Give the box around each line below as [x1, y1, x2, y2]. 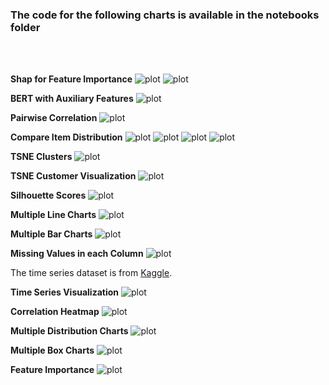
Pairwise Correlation [10, 112, 98, 124]
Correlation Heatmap [10, 306, 100, 318]
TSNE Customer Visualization [10, 170, 137, 182]
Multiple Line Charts [10, 209, 97, 221]
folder [10, 20, 41, 34]
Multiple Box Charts [10, 344, 95, 357]
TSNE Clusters [10, 151, 73, 163]
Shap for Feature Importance [10, 73, 133, 85]
